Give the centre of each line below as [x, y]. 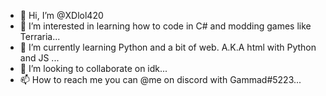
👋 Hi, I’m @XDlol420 [61, 15]
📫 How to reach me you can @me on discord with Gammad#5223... [160, 79]
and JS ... [39, 58]
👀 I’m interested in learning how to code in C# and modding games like [165, 26]
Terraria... [40, 36]
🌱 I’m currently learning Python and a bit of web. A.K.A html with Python [168, 47]
